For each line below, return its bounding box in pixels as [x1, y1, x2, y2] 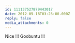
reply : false [5, 16, 31, 21]
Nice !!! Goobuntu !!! [5, 33, 45, 39]
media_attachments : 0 [5, 20, 49, 25]
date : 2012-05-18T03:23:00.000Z [5, 11, 70, 16]
